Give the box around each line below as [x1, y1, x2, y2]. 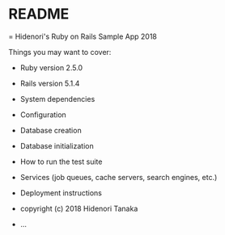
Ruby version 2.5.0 [19, 62, 83, 73]
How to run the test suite [19, 157, 103, 166]
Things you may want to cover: [8, 47, 112, 57]
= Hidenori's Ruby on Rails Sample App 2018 [8, 31, 158, 41]
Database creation [19, 125, 83, 135]
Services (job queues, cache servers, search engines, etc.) [19, 172, 218, 182]
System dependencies [19, 94, 96, 103]
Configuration [19, 110, 66, 120]
